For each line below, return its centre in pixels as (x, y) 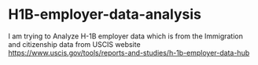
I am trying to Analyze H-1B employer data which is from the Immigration (126, 36)
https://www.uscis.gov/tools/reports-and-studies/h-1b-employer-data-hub (129, 52)
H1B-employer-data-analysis (105, 14)
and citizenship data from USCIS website (74, 44)
